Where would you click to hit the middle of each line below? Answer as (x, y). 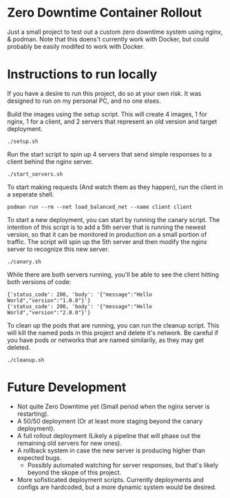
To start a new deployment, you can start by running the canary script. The (114, 219)
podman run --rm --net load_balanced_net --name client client (100, 207)
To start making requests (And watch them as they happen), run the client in (115, 187)
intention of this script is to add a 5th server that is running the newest (107, 227)
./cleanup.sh (26, 360)
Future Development (67, 387)
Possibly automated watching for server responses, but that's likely (123, 465)
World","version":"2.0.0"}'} (49, 312)
